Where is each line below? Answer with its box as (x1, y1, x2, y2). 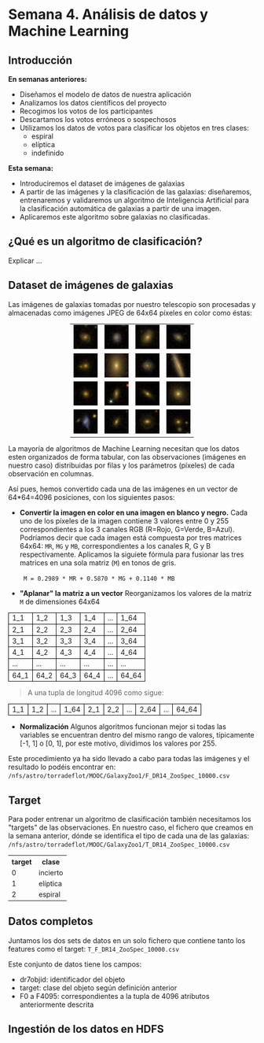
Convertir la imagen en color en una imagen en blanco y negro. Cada (19, 508, 248, 517)
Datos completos (8, 915, 93, 928)
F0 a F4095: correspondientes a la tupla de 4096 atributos (19, 991, 210, 1000)
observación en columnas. (8, 468, 94, 478)
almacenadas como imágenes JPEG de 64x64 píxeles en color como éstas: (8, 308, 253, 317)
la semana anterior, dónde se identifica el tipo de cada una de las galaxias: (8, 831, 250, 841)
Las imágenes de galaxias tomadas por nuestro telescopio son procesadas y (8, 299, 256, 309)
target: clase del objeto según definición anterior (19, 982, 178, 993)
